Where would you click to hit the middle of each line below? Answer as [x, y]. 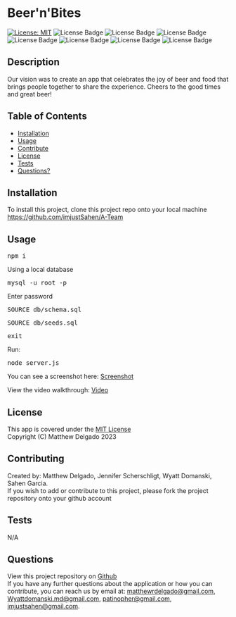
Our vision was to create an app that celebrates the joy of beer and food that [118, 79]
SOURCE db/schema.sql [45, 310]
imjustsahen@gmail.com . [44, 606]
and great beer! [30, 94]
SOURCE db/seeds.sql [43, 323]
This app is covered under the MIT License [69, 429]
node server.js [33, 363]
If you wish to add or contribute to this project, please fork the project [108, 490]
